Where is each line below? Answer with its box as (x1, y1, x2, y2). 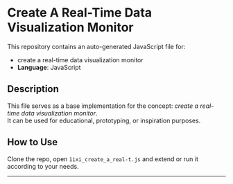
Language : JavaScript (17, 63, 81, 71)
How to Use (7, 136, 58, 148)
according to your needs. (7, 162, 79, 170)
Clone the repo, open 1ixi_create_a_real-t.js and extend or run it (7, 154, 199, 163)
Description (7, 83, 59, 95)
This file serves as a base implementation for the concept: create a (7, 102, 199, 110)
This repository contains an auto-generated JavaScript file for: (7, 42, 186, 50)
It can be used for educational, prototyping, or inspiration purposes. (7, 116, 201, 125)
